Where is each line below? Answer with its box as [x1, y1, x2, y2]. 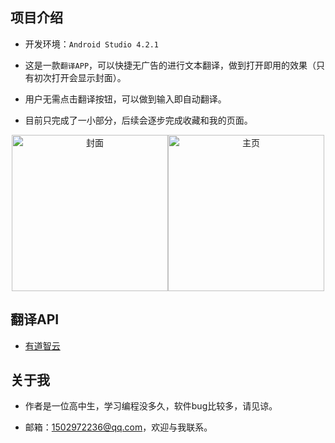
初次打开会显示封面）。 [33, 71, 127, 83]
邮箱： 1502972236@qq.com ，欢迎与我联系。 [24, 421, 213, 433]
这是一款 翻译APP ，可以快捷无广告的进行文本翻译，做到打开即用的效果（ [24, 59, 317, 71]
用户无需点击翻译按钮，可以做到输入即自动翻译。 [24, 93, 227, 105]
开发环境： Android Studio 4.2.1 [24, 38, 159, 50]
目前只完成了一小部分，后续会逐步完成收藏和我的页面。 [24, 114, 253, 126]
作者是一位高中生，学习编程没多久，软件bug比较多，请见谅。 [24, 400, 278, 412]
